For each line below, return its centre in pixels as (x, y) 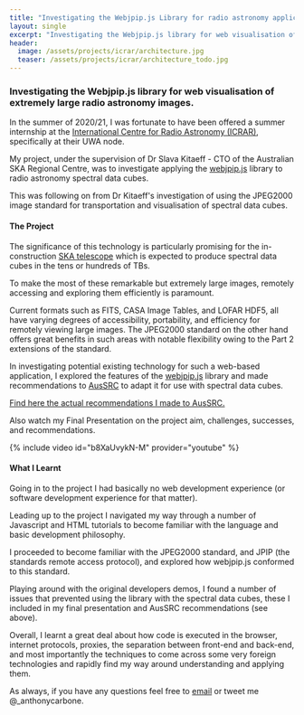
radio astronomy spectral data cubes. (79, 178)
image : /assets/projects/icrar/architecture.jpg (111, 52)
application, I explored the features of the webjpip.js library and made (139, 375)
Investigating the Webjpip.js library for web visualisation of (142, 91)
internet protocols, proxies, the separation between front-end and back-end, (152, 644)
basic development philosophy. (67, 534)
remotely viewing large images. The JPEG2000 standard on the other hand (149, 329)
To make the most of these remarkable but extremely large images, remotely (152, 283)
